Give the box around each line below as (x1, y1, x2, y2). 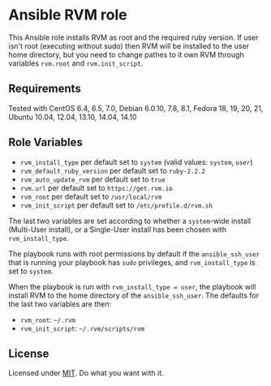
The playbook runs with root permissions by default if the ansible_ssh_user (8, 249, 260, 259)
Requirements (8, 82, 81, 96)
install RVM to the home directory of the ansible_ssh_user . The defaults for (8, 290, 260, 300)
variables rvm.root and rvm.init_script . (8, 58, 144, 68)
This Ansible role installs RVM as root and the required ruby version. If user (8, 32, 259, 42)
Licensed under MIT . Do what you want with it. (8, 368, 164, 378)
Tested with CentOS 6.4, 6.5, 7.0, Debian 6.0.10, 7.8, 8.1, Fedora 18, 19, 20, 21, (8, 103, 264, 113)
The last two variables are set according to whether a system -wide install (8, 216, 252, 225)
